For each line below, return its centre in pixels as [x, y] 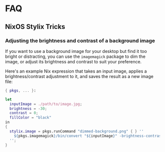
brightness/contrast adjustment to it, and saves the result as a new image [79, 76]
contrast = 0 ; [24, 113]
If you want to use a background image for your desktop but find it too [76, 51]
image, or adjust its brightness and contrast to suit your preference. [73, 61]
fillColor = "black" [30, 118]
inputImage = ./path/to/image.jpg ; [46, 104]
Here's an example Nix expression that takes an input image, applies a [76, 71]
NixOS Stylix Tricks [35, 27]
